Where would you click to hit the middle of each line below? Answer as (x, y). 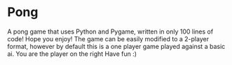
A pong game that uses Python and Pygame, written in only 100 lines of (110, 31)
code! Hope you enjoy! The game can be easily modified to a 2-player (108, 38)
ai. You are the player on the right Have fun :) (72, 54)
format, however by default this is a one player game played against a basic (116, 46)
